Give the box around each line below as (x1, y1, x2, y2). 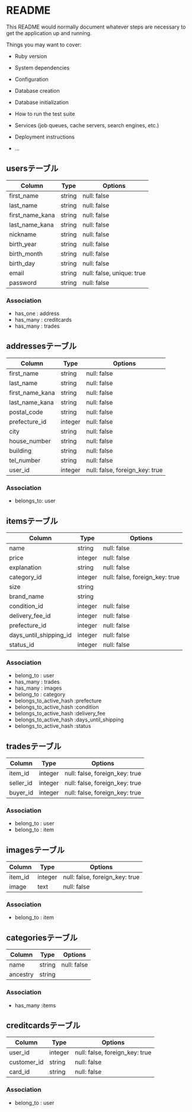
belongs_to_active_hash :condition (14, 703, 99, 711)
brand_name (9, 592, 44, 601)
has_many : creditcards (14, 316, 72, 323)
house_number (9, 436, 52, 445)
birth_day (9, 259, 36, 268)
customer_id (9, 1058, 44, 1066)
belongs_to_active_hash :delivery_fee (14, 710, 105, 717)
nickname (9, 230, 37, 238)
